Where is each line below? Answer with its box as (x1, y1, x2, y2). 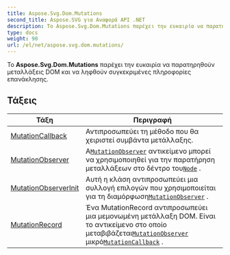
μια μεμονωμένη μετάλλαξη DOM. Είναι (85, 211, 216, 221)
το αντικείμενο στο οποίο (85, 219, 168, 229)
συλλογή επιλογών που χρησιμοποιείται (85, 183, 216, 192)
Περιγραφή (133, 115, 172, 124)
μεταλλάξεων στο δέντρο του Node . (85, 163, 201, 173)
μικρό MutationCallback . (85, 237, 164, 246)
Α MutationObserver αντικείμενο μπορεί (85, 146, 211, 156)
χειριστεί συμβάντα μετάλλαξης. (85, 135, 194, 144)
